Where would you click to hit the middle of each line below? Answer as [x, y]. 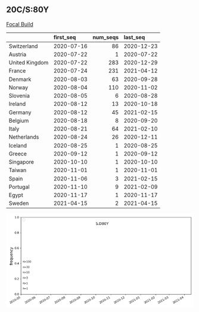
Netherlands [24, 137]
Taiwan [18, 170]
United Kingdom [29, 63]
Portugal [19, 186]
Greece [18, 154]
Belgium [19, 120]
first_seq [65, 38]
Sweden [19, 203]
